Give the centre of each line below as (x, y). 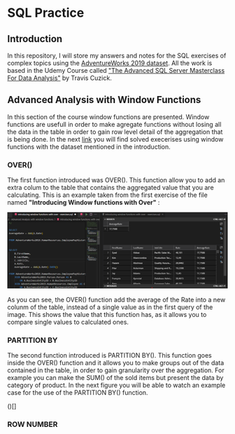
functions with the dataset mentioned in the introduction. (89, 147)
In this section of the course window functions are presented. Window (108, 116)
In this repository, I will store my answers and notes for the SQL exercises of (117, 55)
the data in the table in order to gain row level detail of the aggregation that (115, 132)
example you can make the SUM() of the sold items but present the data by (115, 378)
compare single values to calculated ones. (68, 322)
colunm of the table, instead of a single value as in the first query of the (110, 307)
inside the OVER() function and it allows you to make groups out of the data (116, 363)
